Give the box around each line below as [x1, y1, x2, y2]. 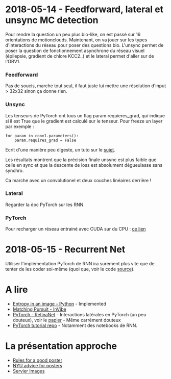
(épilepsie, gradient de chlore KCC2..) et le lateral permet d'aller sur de [5, 53, 154, 59]
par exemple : [5, 123, 34, 130]
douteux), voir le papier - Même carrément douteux [12, 317, 121, 323]
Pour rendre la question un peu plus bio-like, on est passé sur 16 [5, 31, 141, 37]
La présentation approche [5, 340, 117, 352]
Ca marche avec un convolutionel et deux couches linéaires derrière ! [5, 177, 152, 183]
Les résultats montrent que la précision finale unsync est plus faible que [5, 157, 157, 163]
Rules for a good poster [12, 357, 63, 363]
